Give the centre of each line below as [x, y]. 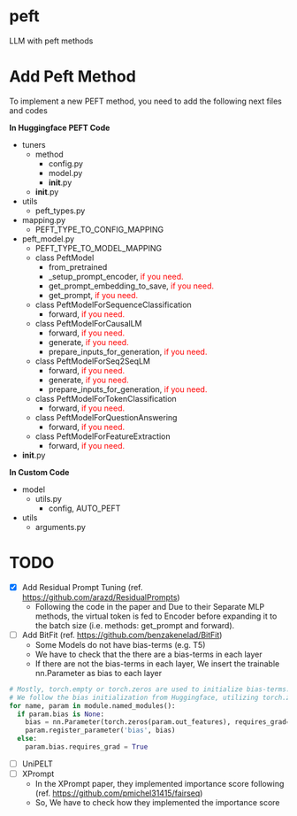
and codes [29, 110]
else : [27, 739]
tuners [34, 144]
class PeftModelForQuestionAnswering [106, 417]
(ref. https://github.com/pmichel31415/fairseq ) [119, 793]
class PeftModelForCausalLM [88, 323]
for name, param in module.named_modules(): [92, 705]
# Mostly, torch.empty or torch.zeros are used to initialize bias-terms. [150, 689]
